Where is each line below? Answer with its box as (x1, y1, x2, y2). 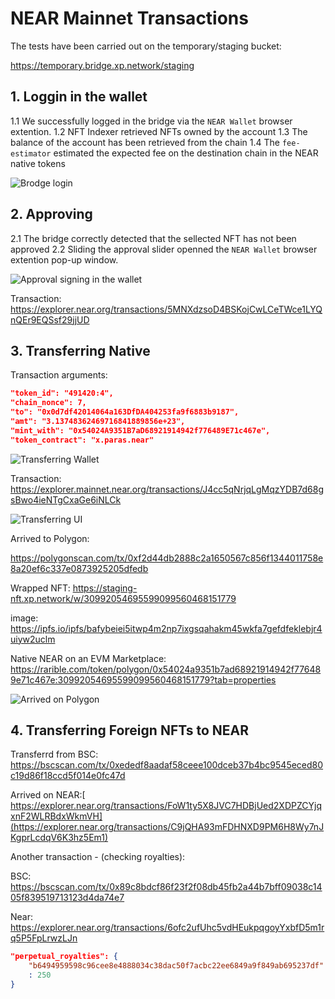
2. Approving (10, 206, 93, 223)
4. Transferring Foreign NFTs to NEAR (10, 722, 249, 739)
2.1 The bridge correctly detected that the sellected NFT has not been (10, 232, 297, 244)
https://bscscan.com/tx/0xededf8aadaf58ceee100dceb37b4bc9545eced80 (10, 759, 324, 771)
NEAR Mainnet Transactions (10, 7, 249, 30)
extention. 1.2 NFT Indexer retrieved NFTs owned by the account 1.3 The (10, 125, 308, 137)
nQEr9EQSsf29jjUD (10, 313, 90, 326)
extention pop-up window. (10, 253, 119, 266)
